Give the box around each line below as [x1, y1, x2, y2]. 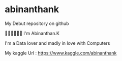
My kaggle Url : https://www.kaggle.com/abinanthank [5, 50, 117, 56]
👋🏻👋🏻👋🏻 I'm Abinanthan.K [5, 30, 59, 36]
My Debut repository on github [5, 20, 69, 26]
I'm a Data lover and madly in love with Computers [5, 40, 110, 46]
